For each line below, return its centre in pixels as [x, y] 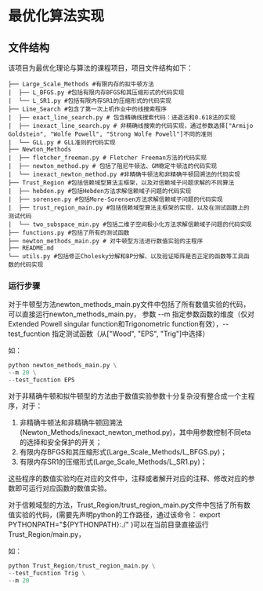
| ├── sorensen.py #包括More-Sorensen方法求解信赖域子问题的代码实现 [115, 199]
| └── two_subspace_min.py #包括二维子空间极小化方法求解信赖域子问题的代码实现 [130, 224]
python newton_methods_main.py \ [63, 366]
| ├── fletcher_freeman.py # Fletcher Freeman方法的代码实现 [108, 158]
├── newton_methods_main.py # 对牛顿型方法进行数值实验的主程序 [106, 241]
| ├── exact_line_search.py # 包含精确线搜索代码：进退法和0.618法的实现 [122, 118]
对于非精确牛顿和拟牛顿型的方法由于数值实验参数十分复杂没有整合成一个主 [128, 396]
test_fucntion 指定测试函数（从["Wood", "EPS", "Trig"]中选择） [109, 334]
